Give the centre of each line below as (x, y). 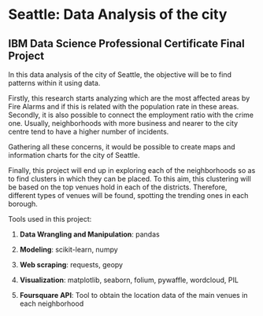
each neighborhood (52, 303)
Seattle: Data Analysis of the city (118, 15)
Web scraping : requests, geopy (71, 265)
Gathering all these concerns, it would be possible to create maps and (122, 147)
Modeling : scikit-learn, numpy (69, 250)
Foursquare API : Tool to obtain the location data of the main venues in (133, 295)
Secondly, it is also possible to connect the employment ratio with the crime (131, 115)
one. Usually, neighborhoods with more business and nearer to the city (123, 123)
